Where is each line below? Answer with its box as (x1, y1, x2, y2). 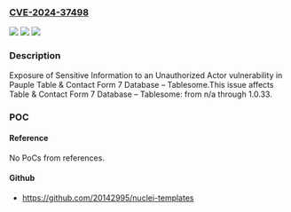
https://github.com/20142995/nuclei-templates (21, 192, 194, 203)
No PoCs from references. (9, 153, 105, 163)
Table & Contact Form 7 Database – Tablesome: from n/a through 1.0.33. (9, 89, 272, 99)
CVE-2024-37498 (9, 6, 90, 19)
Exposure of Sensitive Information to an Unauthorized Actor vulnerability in (9, 69, 283, 81)
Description (9, 50, 61, 62)
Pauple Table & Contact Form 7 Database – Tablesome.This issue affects (9, 79, 274, 90)
